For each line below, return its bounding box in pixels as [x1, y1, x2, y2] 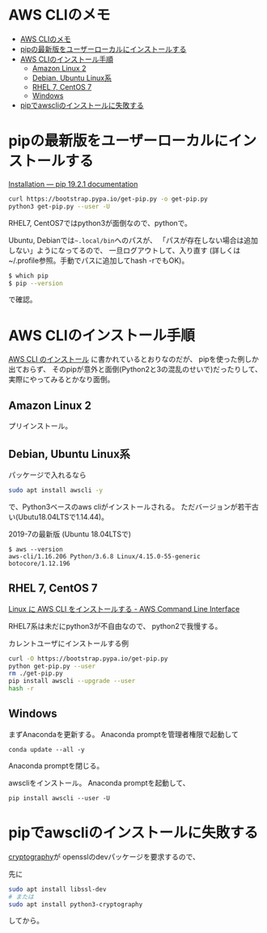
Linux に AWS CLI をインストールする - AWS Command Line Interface [8, 604, 240, 613]
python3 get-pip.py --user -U [8, 202, 111, 210]
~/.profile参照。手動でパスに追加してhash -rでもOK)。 [8, 255, 189, 265]
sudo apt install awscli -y [8, 486, 104, 494]
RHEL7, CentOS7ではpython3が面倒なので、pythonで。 [8, 218, 193, 227]
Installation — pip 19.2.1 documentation [8, 179, 138, 189]
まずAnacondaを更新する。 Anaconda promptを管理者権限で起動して [8, 729, 239, 739]
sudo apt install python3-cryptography [8, 900, 143, 909]
